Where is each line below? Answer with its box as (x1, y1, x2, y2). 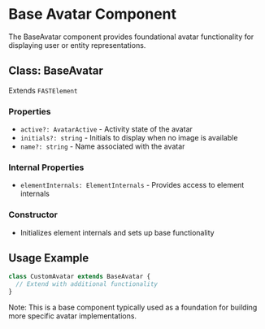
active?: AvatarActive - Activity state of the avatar (20, 124, 193, 134)
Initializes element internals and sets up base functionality (20, 227, 215, 237)
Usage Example (8, 251, 89, 265)
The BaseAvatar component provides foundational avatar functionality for (8, 32, 254, 41)
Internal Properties (8, 162, 85, 173)
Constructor (8, 209, 59, 220)
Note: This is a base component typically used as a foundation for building (8, 302, 258, 313)
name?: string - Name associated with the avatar (20, 141, 185, 151)
